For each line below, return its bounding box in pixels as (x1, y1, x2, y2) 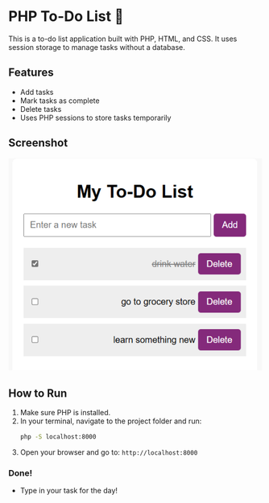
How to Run (8, 386, 68, 400)
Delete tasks (19, 104, 62, 113)
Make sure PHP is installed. (19, 408, 111, 418)
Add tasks (19, 87, 54, 97)
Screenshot (8, 136, 68, 150)
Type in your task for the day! (19, 486, 118, 496)
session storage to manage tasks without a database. (8, 42, 185, 52)
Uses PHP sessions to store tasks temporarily (19, 113, 172, 122)
